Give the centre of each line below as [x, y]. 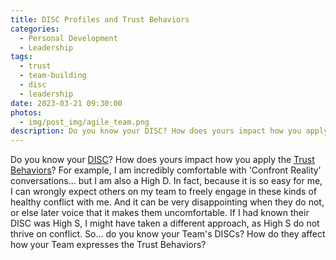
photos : [26, 112]
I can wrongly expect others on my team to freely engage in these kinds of [164, 192]
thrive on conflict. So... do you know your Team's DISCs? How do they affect [168, 234]
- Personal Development [68, 38]
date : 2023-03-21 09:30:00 [66, 103]
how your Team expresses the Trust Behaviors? [108, 245]
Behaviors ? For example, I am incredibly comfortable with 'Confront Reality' [166, 170]
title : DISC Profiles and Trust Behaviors [100, 19]
